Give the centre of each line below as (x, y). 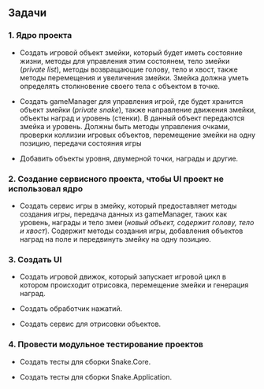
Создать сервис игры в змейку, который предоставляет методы (128, 206)
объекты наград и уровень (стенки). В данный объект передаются (132, 118)
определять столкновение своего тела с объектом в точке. (120, 86)
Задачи (28, 13)
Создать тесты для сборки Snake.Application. (95, 376)
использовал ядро (46, 188)
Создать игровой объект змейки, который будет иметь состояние (131, 52)
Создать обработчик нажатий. (71, 309)
